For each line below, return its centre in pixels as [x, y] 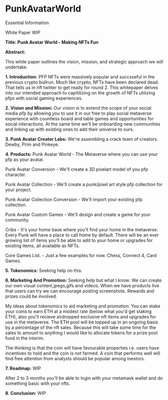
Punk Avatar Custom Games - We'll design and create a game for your [78, 214]
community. [17, 220]
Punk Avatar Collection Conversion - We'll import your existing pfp [74, 199]
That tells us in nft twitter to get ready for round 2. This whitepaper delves [82, 87]
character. [16, 175]
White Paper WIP [23, 32]
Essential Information [27, 23]
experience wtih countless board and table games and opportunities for [79, 118]
